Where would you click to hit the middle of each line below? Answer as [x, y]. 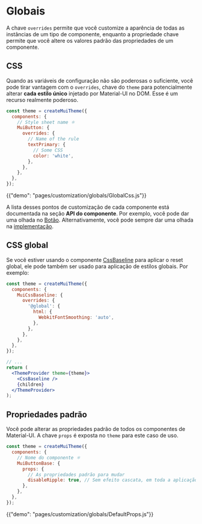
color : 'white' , [53, 156]
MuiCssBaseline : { [40, 295]
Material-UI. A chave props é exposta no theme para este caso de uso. [92, 435]
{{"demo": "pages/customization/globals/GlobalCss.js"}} [76, 195]
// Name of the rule [54, 139]
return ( [17, 368]
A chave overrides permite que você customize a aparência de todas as [96, 28]
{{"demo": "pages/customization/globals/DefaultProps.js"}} [80, 514]
